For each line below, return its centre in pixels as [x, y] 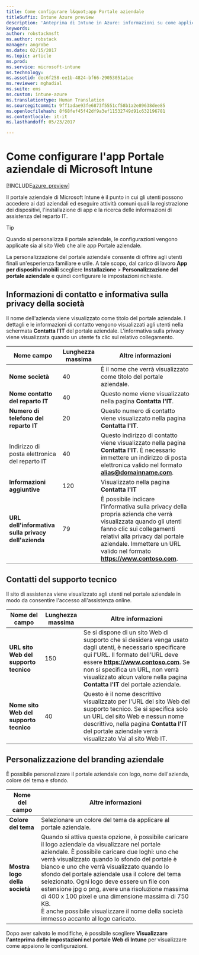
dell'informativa [32, 525]
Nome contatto [31, 394]
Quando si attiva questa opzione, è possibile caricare [115, 837]
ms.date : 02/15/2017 [32, 50]
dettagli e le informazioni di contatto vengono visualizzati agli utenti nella [95, 324]
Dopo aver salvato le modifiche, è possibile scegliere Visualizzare [87, 933]
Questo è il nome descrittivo [122, 694]
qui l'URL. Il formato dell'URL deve [131, 654]
